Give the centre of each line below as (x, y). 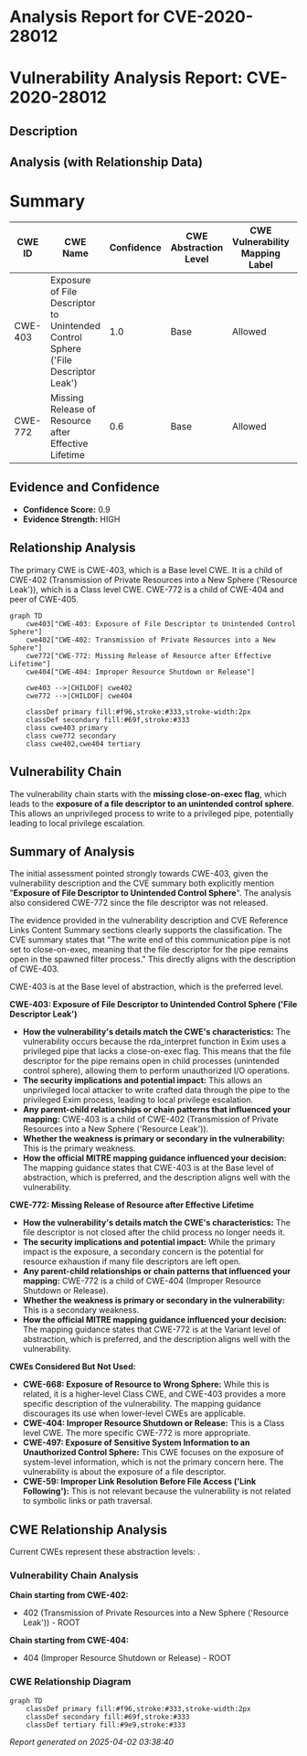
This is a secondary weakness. (81, 1310)
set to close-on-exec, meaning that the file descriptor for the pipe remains (149, 950)
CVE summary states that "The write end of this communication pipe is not (150, 940)
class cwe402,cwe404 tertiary (84, 744)
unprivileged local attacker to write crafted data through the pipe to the (156, 1091)
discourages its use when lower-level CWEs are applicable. (134, 1413)
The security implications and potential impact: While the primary (149, 1242)
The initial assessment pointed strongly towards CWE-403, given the (139, 874)
